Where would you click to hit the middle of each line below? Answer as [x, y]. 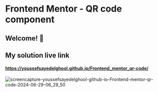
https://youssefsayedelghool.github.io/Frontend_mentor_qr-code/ [77, 68]
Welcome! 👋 [24, 38]
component [30, 19]
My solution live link [37, 55]
